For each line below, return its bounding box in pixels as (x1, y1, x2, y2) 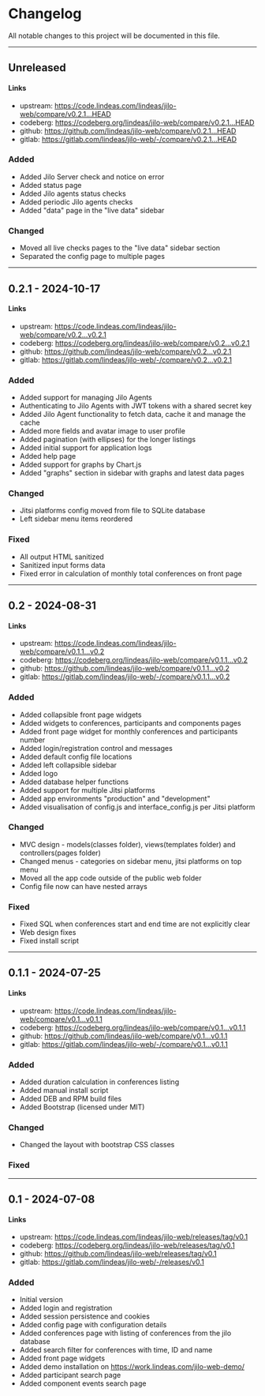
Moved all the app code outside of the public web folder (19, 873, 202, 883)
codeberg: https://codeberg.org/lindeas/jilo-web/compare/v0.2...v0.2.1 (19, 338, 250, 347)
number (19, 735, 46, 745)
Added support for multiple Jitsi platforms (19, 785, 155, 794)
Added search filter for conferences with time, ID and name (19, 1345, 213, 1355)
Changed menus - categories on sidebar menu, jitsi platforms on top (19, 856, 242, 865)
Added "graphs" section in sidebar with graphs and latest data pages (19, 468, 244, 478)
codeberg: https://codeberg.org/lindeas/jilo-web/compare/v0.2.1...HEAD (19, 118, 255, 127)
